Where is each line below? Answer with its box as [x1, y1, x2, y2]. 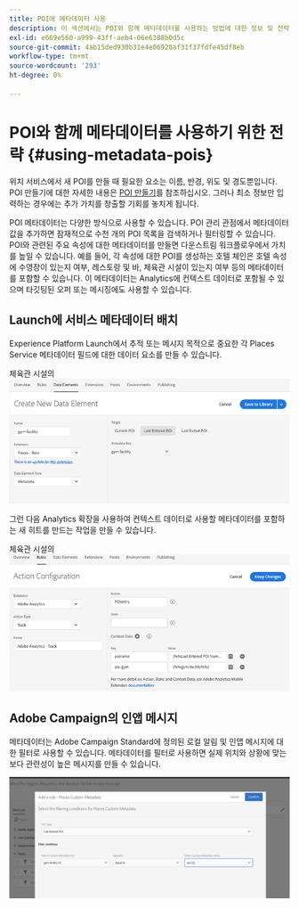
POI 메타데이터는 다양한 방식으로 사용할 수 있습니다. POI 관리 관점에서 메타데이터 [9, 217, 289, 227]
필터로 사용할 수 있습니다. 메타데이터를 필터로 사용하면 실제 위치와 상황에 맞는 [18, 747, 287, 757]
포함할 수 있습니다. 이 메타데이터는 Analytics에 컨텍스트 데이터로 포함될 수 [18, 273, 276, 283]
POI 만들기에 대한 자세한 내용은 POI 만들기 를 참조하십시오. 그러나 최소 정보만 [9, 187, 275, 198]
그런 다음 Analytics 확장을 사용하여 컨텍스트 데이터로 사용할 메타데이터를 [9, 513, 262, 524]
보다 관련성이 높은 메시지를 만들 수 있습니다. [9, 758, 162, 769]
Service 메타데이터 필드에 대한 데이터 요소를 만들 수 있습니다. [9, 348, 222, 360]
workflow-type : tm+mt [9, 52, 90, 61]
